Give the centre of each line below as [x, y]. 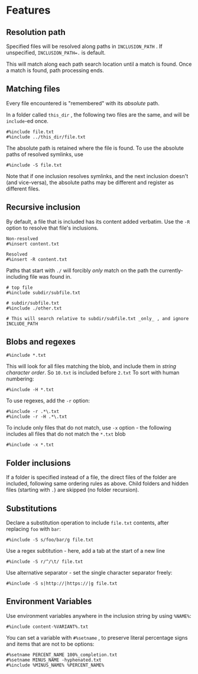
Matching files [33, 89]
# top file [20, 288]
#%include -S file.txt [34, 165]
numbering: [20, 379]
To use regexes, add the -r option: [48, 401]
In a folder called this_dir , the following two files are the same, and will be [98, 115]
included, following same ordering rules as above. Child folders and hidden [98, 483]
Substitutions [32, 509]
